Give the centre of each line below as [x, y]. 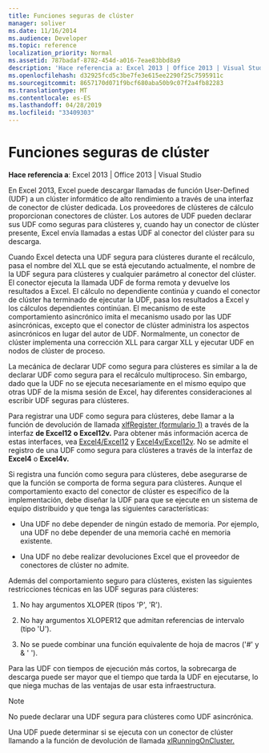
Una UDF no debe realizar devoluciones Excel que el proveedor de [130, 556]
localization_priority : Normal [60, 53]
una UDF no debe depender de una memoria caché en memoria [125, 532]
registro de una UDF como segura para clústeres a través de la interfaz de [130, 450]
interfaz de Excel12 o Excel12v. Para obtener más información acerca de [128, 433]
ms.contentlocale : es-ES [50, 98]
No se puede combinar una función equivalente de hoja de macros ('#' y [139, 644]
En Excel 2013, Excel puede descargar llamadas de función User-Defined [129, 190]
